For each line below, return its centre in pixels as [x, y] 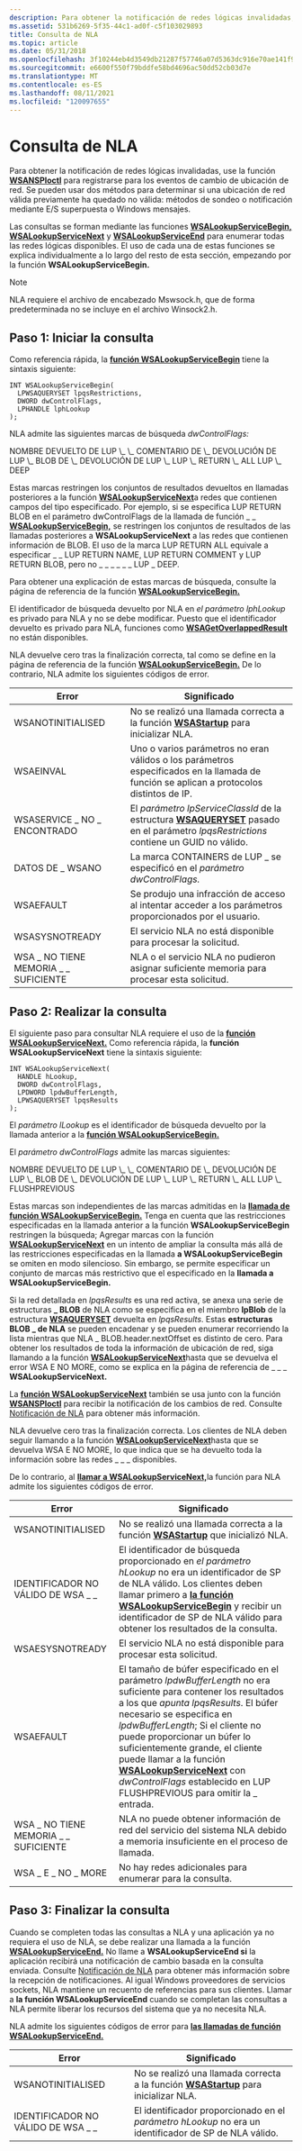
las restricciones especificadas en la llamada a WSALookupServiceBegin [146, 1254]
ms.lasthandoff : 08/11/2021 [62, 93]
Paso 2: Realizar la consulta [88, 1011]
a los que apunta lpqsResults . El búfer [198, 1702]
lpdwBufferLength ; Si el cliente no [190, 1725]
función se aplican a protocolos [196, 783]
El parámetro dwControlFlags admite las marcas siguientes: [120, 1152]
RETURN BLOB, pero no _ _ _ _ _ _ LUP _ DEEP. [94, 565]
